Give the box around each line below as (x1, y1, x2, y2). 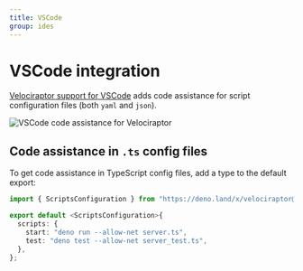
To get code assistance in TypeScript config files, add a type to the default (9, 168, 287, 179)
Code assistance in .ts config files (9, 144, 208, 159)
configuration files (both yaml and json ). (9, 100, 158, 111)
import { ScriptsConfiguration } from (9, 195, 155, 204)
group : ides (9, 22, 54, 31)
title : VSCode (9, 13, 63, 23)
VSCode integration (9, 61, 161, 81)
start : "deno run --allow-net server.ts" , (25, 228, 188, 237)
